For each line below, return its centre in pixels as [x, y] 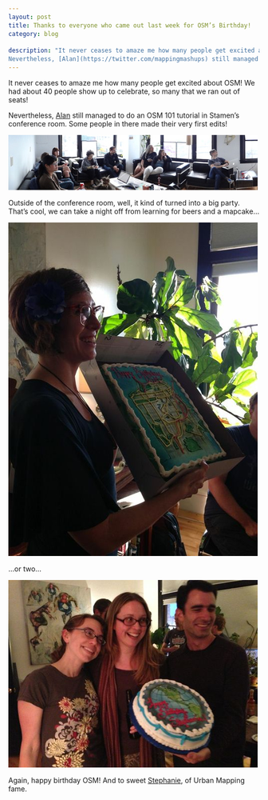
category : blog [33, 34]
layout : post [30, 17]
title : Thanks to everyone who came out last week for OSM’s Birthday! [130, 25]
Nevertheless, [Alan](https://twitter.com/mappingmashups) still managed [134, 59]
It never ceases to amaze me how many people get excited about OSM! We [132, 83]
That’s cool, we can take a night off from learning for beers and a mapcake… [134, 211]
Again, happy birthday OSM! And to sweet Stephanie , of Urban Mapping [127, 780]
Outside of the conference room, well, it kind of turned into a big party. [124, 203]
